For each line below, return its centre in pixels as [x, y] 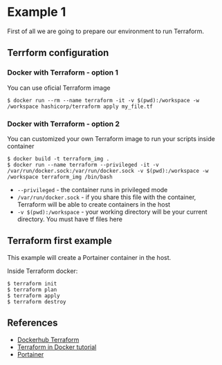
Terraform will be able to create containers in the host [94, 204]
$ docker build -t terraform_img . [58, 159]
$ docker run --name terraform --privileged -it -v [83, 165]
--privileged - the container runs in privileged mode [92, 189]
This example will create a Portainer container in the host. [89, 257]
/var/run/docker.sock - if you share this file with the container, [107, 197]
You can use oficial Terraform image [59, 88]
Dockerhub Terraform [48, 339]
